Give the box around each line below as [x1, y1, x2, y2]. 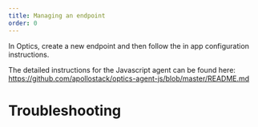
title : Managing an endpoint [8, 11, 106, 20]
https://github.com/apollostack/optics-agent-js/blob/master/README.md [8, 73, 250, 83]
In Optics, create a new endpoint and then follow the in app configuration [8, 41, 250, 50]
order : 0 [8, 19, 38, 27]
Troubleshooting [8, 101, 122, 120]
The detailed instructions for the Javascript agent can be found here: [8, 65, 236, 74]
